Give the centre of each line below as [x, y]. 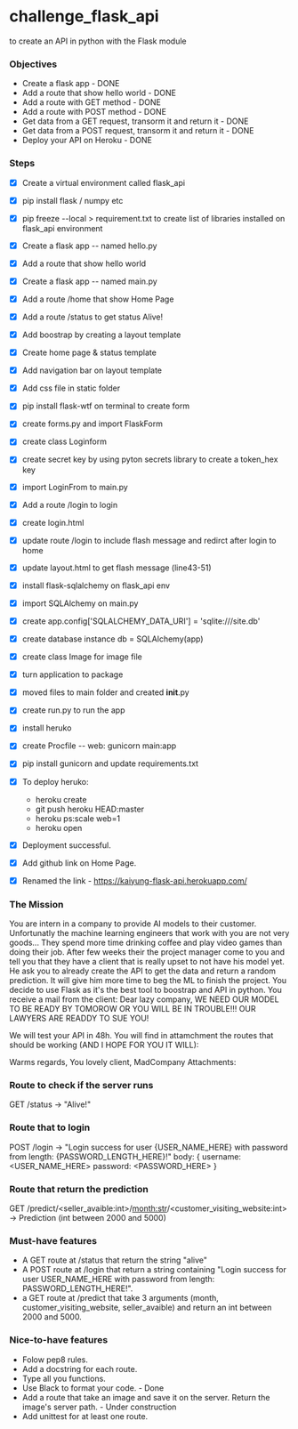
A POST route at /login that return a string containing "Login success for [154, 1270]
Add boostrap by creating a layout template [101, 335]
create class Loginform [64, 441]
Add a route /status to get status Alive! [93, 317]
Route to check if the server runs [81, 1085]
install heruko [47, 728]
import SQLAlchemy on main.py [80, 603]
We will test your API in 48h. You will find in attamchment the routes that [141, 1036]
